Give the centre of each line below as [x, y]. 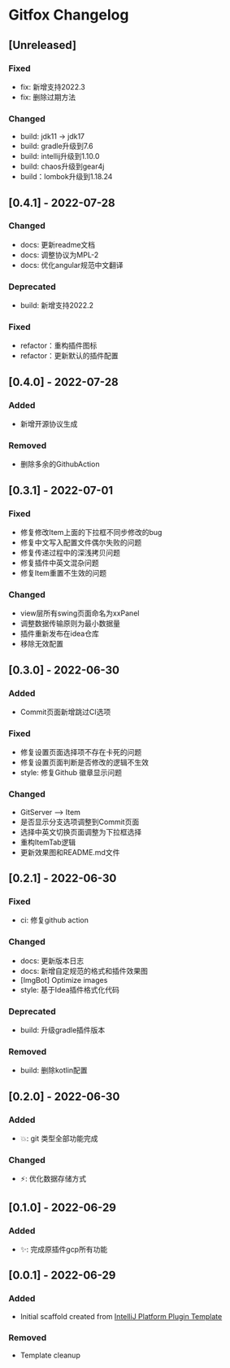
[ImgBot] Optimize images [64, 980]
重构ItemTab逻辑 [48, 842]
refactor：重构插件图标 [59, 346]
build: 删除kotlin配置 [54, 1070]
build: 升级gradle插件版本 [63, 1030]
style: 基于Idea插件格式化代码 [69, 989]
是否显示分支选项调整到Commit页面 [80, 822]
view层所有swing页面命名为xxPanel [80, 613]
